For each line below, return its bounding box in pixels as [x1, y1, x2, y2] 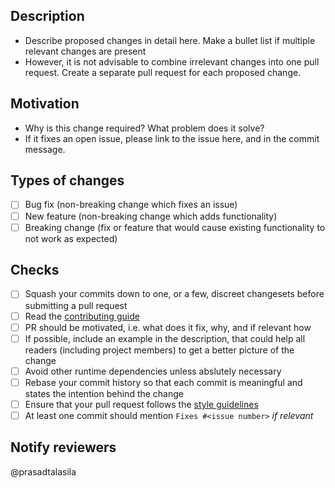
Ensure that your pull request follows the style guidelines [24, 398, 259, 410]
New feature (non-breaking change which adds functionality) [24, 210, 278, 222]
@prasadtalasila [10, 465, 77, 478]
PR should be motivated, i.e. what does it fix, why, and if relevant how [24, 321, 312, 333]
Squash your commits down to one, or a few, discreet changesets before [24, 288, 325, 300]
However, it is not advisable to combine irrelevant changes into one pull [24, 55, 320, 68]
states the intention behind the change [24, 387, 184, 399]
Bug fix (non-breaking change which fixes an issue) [24, 199, 238, 211]
